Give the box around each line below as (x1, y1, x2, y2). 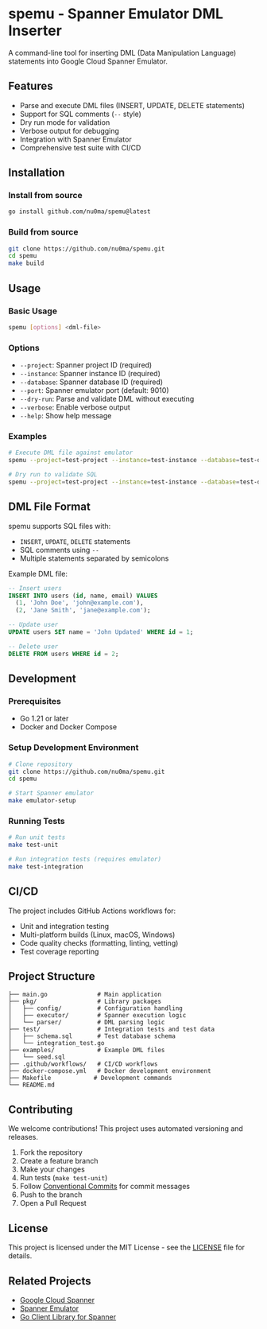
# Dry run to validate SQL (8, 471, 98, 479)
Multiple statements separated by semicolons (19, 554, 169, 563)
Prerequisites (8, 696, 61, 707)
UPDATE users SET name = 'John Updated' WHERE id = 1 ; (8, 628, 194, 636)
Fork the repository (19, 1148, 83, 1157)
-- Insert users (8, 584, 62, 593)
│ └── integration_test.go (8, 1039, 105, 1047)
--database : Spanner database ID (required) (19, 377, 164, 387)
